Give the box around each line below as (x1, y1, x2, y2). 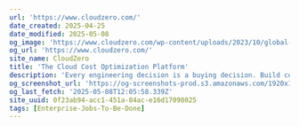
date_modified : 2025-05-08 (9, 29, 109, 38)
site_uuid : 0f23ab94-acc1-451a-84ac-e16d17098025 (9, 95, 198, 105)
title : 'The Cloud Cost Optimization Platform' (9, 63, 190, 72)
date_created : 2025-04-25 (9, 21, 105, 30)
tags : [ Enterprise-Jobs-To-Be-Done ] (9, 104, 145, 113)
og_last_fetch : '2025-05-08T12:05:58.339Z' (9, 87, 174, 96)
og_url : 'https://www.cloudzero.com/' (9, 46, 153, 55)
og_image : (9, 37, 46, 47)
